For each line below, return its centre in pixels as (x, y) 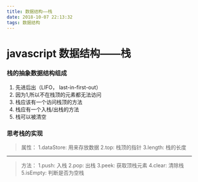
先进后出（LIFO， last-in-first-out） (58, 87)
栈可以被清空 (31, 117)
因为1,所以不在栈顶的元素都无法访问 (58, 94)
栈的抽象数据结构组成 (37, 73)
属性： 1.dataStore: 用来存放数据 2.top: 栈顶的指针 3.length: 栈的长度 (104, 147)
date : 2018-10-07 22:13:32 (40, 17)
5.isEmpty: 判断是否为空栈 (53, 173)
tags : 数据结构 (24, 22)
